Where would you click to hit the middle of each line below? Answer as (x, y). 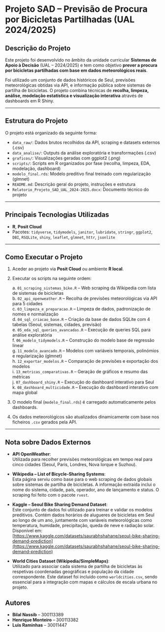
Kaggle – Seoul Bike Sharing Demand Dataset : (60, 505)
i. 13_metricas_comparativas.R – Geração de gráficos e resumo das (80, 372)
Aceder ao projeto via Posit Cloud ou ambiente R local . (68, 269)
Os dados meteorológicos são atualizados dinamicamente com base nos (86, 417)
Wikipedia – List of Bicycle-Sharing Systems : (59, 474)
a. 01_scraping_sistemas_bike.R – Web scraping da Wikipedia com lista (84, 288)
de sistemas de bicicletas (38, 293)
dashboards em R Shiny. (30, 101)
